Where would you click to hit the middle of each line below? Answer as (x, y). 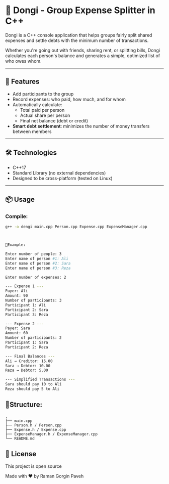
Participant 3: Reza (27, 315)
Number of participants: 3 (33, 300)
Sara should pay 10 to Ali (33, 384)
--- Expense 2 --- (24, 324)
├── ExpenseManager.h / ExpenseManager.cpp (52, 434)
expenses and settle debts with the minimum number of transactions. (77, 40)
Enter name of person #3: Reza (38, 268)
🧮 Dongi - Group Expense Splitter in (80, 10)
